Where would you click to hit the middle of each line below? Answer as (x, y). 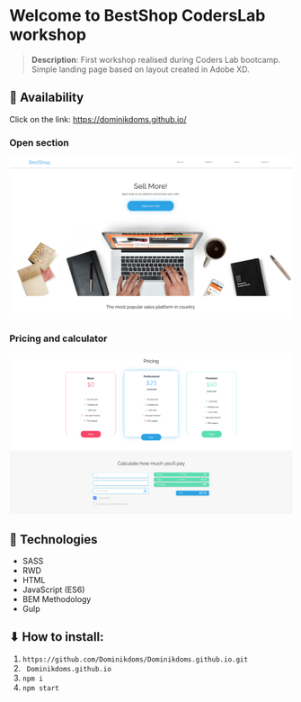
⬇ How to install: (57, 637)
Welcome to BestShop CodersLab (137, 16)
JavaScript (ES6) (53, 589)
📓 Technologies (53, 540)
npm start (41, 688)
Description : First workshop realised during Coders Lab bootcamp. (156, 59)
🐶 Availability (47, 98)
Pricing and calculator (58, 338)
